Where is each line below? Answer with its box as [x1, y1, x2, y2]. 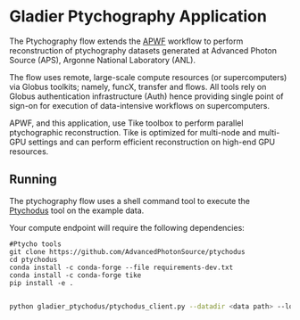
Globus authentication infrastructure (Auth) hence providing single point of [9, 91, 284, 102]
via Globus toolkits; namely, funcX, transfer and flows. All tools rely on [9, 81, 267, 92]
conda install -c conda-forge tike [9, 270, 142, 280]
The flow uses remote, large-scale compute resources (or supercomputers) [9, 71, 287, 82]
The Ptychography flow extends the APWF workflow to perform [9, 36, 244, 46]
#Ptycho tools [9, 239, 62, 249]
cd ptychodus [9, 255, 58, 264]
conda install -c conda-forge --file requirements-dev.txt [9, 263, 234, 272]
